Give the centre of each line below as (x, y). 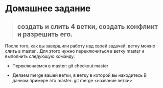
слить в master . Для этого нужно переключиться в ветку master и (75, 51)
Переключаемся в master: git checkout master (60, 66)
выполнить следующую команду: (40, 56)
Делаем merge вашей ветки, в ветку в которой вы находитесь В (79, 75)
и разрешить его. (45, 34)
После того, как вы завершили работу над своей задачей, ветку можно (80, 46)
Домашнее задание (48, 9)
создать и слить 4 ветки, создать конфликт (87, 27)
